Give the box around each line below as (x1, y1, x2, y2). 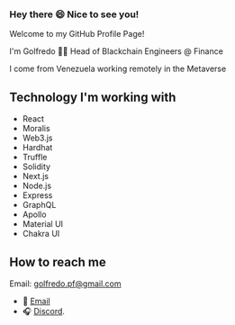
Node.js (22, 180, 52, 192)
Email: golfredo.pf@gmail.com (9, 278, 122, 289)
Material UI (22, 219, 64, 230)
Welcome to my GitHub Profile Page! (9, 29, 145, 40)
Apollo (22, 209, 47, 220)
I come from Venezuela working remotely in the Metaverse (9, 63, 227, 75)
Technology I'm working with (9, 89, 176, 104)
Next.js (22, 171, 50, 182)
